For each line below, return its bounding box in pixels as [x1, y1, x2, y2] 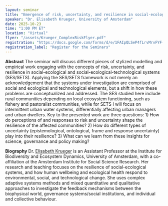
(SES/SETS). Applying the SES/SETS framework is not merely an [5, 74, 138, 80]
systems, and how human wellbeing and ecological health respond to [5, 169, 148, 175]
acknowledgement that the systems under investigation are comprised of [5, 80, 156, 86]
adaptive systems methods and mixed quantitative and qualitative [5, 180, 140, 186]
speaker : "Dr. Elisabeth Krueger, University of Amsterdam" [5, 17, 133, 22]
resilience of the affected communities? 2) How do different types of [5, 122, 146, 128]
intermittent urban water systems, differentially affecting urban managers [5, 106, 156, 112]
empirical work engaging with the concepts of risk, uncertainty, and [5, 64, 145, 70]
